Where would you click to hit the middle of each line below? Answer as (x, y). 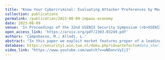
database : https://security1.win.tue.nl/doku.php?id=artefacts (71, 45)
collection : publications (31, 14)
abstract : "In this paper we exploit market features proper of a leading (83, 41)
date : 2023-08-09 (23, 23)
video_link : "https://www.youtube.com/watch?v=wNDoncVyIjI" (68, 50)
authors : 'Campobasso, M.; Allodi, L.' (46, 37)
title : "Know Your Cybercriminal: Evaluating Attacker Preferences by (79, 9)
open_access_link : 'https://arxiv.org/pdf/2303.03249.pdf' (67, 32)
